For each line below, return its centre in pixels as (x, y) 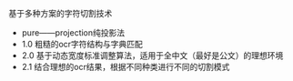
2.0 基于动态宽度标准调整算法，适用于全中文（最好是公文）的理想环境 (152, 56)
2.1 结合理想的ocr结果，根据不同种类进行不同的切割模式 (126, 67)
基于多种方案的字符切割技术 (61, 13)
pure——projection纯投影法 (73, 33)
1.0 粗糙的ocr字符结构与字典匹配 (82, 44)
